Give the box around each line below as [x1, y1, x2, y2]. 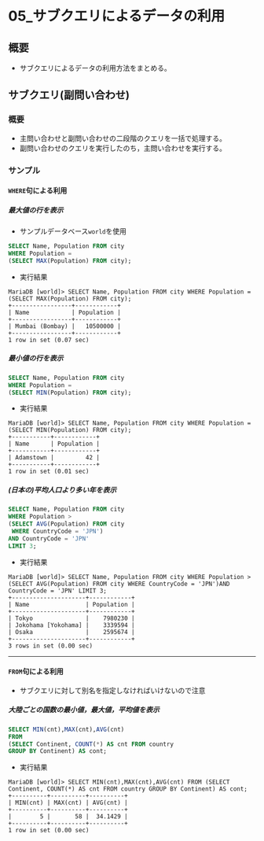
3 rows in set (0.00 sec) [8, 642, 93, 650]
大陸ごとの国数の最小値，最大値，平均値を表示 [8, 705, 159, 714]
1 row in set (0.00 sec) [8, 827, 90, 835]
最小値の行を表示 [8, 353, 64, 363]
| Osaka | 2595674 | [8, 628, 135, 636]
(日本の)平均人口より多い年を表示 [8, 485, 117, 494]
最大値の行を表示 [8, 205, 64, 215]
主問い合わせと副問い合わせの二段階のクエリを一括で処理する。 [19, 133, 226, 142]
